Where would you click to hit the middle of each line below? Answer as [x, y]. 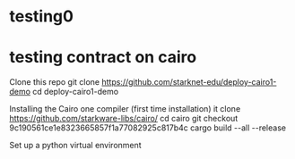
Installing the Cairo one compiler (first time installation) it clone [125, 109]
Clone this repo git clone [55, 82]
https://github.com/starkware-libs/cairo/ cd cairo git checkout [124, 119]
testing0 [42, 17]
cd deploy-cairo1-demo [76, 92]
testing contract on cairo [103, 58]
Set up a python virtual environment [75, 146]
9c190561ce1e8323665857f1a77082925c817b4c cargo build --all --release [148, 128]
